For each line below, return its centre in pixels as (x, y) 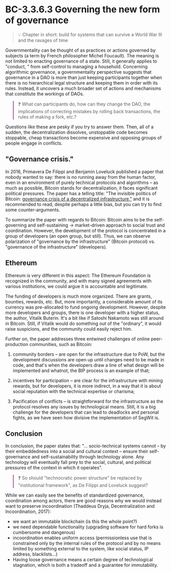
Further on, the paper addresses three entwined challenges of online (78, 339)
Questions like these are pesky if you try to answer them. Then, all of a (80, 127)
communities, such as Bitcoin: (61, 344)
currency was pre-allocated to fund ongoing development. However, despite (86, 307)
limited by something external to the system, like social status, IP (81, 549)
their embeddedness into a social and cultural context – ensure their (77, 452)
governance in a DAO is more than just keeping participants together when (84, 77)
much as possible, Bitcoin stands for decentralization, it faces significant (82, 188)
